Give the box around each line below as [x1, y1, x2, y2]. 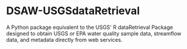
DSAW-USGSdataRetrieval [6, 4, 140, 18]
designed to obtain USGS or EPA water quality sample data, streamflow [6, 30, 182, 37]
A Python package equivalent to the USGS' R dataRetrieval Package [6, 24, 173, 31]
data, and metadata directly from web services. [6, 36, 122, 43]
